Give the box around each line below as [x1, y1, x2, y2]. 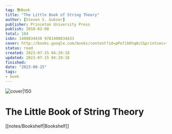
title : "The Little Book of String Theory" [5, 12, 100, 17]
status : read [5, 46, 33, 51]
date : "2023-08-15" [5, 64, 47, 70]
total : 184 [5, 31, 29, 36]
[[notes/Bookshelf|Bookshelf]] [5, 123, 69, 129]
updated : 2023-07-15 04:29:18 [5, 55, 70, 60]
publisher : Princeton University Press [5, 21, 91, 27]
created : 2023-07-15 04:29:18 [5, 50, 70, 55]
